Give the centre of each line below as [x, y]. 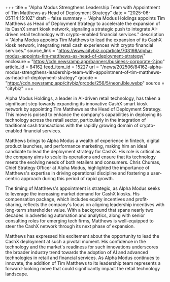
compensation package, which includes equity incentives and [70, 199]
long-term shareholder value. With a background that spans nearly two [79, 210]
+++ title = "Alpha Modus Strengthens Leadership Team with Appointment [83, 7]
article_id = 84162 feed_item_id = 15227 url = [52, 67]
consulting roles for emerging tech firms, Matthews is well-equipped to [79, 221]
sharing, [14, 205]
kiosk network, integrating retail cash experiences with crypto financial [79, 45]
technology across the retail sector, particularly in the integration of [76, 120]
